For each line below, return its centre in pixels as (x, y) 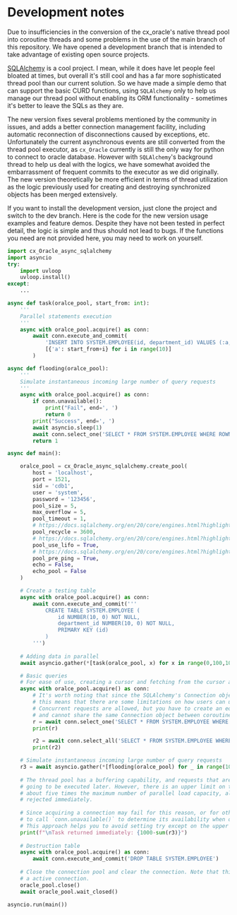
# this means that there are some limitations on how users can (129, 702)
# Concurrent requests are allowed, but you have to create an (127, 708)
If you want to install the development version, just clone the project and (112, 208)
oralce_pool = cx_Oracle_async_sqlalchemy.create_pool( (104, 466)
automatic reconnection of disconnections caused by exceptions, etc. (109, 134)
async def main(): (34, 454)
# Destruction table (50, 846)
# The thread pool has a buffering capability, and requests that (120, 780)
